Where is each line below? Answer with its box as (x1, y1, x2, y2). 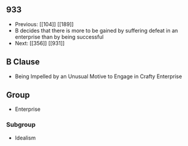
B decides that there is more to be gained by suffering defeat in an (14, 27, 178, 34)
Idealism (14, 134, 36, 141)
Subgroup (6, 120, 36, 129)
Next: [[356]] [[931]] (14, 39, 65, 46)
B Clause (6, 57, 40, 67)
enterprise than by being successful (14, 33, 104, 41)
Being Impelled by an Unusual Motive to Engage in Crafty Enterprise (14, 73, 182, 80)
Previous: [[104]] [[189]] (14, 20, 74, 27)
